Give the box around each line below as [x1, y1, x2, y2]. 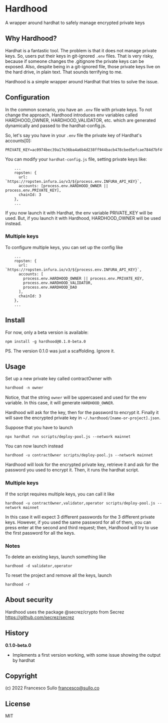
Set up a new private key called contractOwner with [5, 376, 112, 382]
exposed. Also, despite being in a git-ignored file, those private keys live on [5, 63, 160, 69]
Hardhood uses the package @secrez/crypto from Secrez [5, 609, 124, 615]
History [5, 629, 29, 638]
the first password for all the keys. [5, 530, 75, 536]
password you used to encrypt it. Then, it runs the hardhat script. [5, 467, 139, 473]
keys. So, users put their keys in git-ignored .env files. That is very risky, [5, 53, 154, 59]
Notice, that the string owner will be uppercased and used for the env [5, 395, 146, 401]
